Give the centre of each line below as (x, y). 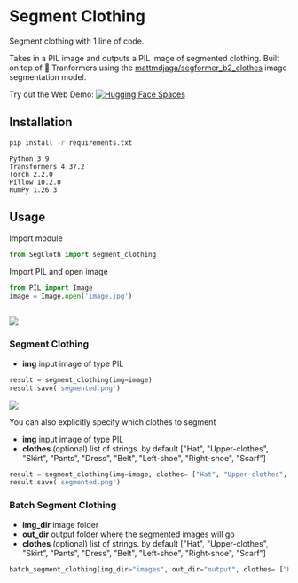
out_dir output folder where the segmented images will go (128, 534)
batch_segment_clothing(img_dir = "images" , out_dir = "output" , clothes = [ (146, 569)
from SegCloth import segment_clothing (83, 255)
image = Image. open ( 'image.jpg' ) (71, 296)
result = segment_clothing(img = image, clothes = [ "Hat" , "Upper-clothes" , (149, 474)
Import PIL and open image (59, 272)
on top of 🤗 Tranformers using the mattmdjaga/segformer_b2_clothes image (148, 68)
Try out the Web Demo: (52, 94)
